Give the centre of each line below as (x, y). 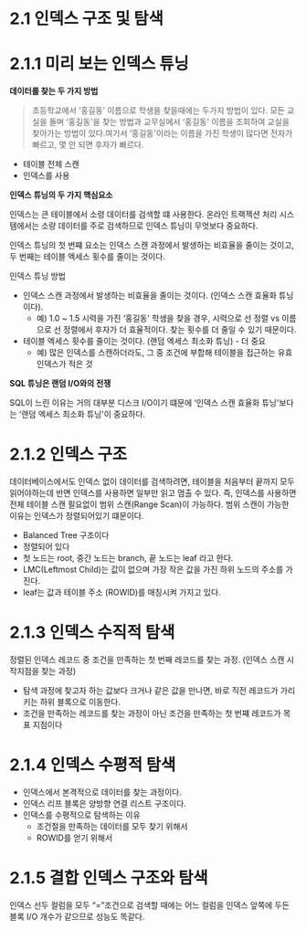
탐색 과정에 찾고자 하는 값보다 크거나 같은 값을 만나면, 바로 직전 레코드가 (150, 690)
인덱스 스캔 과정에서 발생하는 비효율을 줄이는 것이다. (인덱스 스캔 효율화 (149, 296)
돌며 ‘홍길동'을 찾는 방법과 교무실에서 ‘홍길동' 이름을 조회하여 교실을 (169, 122)
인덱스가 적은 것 (64, 364)
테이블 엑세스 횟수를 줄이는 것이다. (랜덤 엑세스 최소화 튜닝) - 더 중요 (144, 341)
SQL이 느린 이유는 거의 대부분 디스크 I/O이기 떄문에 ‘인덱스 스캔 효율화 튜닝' (144, 403)
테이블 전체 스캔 (51, 164)
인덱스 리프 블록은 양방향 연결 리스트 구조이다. (105, 803)
